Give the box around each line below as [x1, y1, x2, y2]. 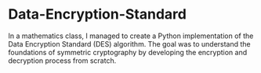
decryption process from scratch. [8, 56, 117, 65]
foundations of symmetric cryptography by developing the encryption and [8, 47, 248, 57]
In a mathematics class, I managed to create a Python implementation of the [8, 31, 254, 40]
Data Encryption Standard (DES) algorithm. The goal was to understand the [8, 39, 251, 48]
